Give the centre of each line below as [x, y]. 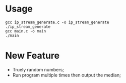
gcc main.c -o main [26, 31]
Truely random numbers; [38, 69]
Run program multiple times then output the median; [67, 75]
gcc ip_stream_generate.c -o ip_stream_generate [57, 22]
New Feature [32, 56]
